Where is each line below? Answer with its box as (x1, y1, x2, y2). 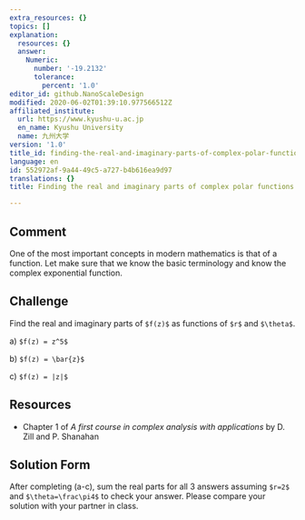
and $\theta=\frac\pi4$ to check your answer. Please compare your (9, 491, 266, 502)
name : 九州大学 (17, 132, 70, 141)
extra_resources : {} (9, 13, 88, 23)
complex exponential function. (9, 267, 123, 278)
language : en (9, 156, 59, 166)
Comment (9, 224, 67, 239)
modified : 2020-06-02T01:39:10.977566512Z (9, 97, 172, 107)
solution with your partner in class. (9, 501, 139, 512)
